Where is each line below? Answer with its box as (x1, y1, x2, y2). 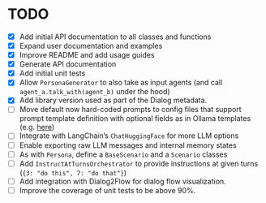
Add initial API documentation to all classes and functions (19, 32, 212, 41)
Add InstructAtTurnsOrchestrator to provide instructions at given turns (19, 158, 259, 168)
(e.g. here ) (19, 123, 55, 132)
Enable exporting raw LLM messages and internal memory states (19, 140, 237, 150)
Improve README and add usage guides (19, 50, 155, 60)
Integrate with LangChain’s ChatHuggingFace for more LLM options (19, 131, 239, 140)
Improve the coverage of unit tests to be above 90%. (19, 185, 196, 195)
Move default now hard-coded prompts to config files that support (19, 105, 242, 114)
